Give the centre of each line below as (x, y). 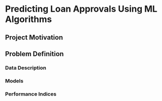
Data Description (26, 68)
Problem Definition (34, 54)
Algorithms (29, 19)
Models (14, 81)
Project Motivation (34, 37)
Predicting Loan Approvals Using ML (81, 9)
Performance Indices (31, 94)
